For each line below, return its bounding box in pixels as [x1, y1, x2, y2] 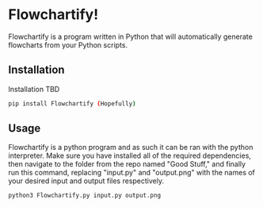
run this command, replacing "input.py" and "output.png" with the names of [8, 168, 256, 178]
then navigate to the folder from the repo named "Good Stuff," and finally [8, 159, 246, 169]
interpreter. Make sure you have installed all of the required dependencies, [8, 151, 252, 160]
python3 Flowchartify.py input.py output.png [8, 192, 161, 200]
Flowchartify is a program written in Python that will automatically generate [8, 32, 253, 41]
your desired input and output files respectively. [8, 176, 165, 186]
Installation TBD [8, 84, 60, 94]
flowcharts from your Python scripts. [8, 40, 128, 49]
